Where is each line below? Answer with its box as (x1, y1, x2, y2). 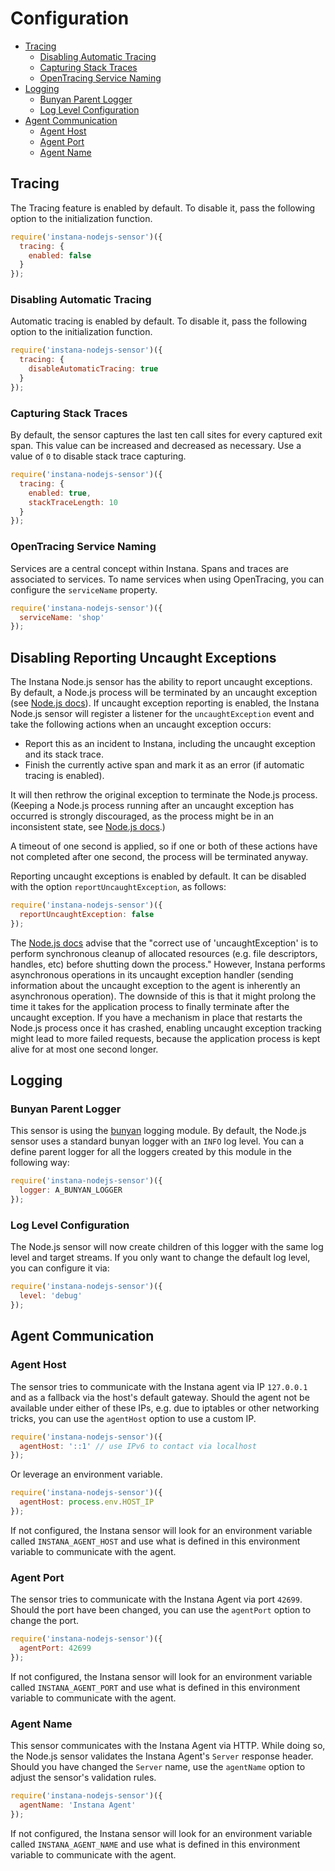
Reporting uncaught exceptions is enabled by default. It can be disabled (10, 870, 307, 882)
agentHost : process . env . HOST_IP (19, 1497, 155, 1507)
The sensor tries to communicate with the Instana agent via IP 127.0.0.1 (10, 1380, 308, 1392)
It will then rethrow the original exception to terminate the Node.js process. (10, 789, 318, 801)
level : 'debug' (19, 1291, 83, 1301)
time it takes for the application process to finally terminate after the (10, 1000, 290, 1012)
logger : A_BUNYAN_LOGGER (19, 1185, 123, 1196)
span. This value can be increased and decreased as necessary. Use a (10, 440, 302, 452)
